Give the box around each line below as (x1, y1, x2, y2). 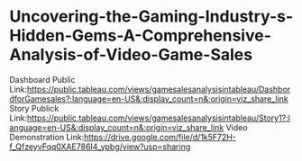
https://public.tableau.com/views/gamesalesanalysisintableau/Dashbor (26, 84, 291, 94)
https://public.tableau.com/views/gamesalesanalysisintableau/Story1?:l (26, 112, 290, 123)
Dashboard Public (9, 74, 76, 85)
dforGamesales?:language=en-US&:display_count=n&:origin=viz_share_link (9, 93, 288, 104)
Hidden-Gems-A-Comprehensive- (9, 25, 272, 46)
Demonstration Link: (9, 131, 85, 142)
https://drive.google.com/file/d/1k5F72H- (84, 131, 237, 142)
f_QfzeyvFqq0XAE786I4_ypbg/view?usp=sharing (9, 141, 191, 152)
